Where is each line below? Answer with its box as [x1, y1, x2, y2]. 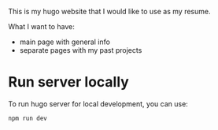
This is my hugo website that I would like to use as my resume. [8, 7, 211, 16]
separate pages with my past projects [19, 46, 142, 54]
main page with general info [19, 37, 110, 46]
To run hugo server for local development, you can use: [8, 98, 189, 109]
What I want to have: [8, 22, 75, 31]
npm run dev [8, 114, 47, 122]
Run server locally [8, 73, 130, 91]
